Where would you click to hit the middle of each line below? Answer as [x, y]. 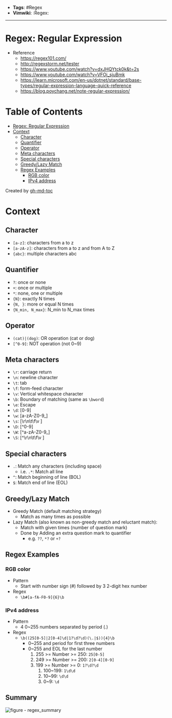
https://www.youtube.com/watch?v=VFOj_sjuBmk [73, 75]
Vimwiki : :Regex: [31, 13]
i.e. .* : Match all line [42, 472]
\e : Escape [24, 405]
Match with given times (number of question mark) [74, 527]
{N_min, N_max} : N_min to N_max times [53, 309]
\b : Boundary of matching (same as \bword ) [58, 399]
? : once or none [29, 282]
